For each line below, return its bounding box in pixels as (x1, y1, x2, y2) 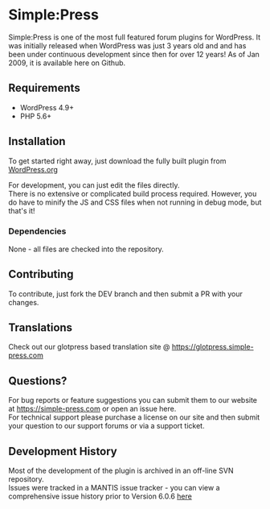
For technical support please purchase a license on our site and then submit (8, 412, 260, 422)
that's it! (8, 205, 35, 215)
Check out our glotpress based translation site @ (8, 342, 170, 352)
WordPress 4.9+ (19, 102, 75, 112)
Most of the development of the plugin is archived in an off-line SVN (8, 466, 234, 476)
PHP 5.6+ (19, 111, 52, 121)
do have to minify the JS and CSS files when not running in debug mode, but (8, 197, 262, 207)
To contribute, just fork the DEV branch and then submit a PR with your (8, 288, 243, 299)
